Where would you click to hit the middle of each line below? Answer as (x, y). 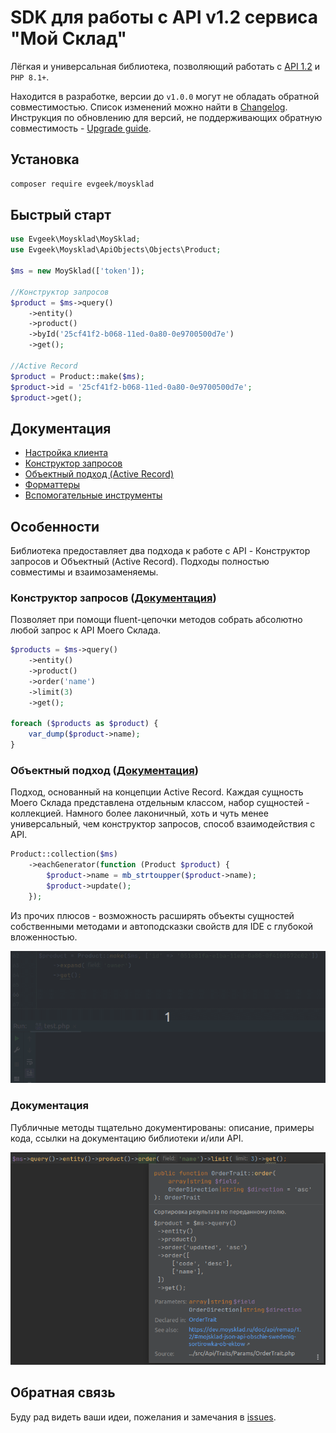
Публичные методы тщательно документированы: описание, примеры (162, 1127)
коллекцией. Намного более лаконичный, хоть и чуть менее (139, 813)
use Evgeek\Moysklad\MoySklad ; (75, 239)
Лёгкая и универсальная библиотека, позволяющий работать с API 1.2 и (165, 66)
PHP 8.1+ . (30, 77)
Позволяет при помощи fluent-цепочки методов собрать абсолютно (156, 620)
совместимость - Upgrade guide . (81, 128)
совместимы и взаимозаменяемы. (84, 572)
